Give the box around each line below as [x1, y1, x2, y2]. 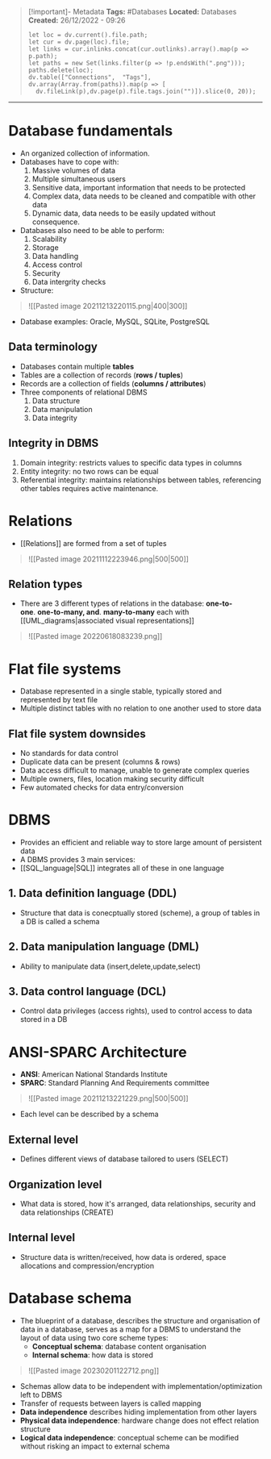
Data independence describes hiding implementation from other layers [19, 1407, 257, 1416]
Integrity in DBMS [8, 436, 99, 450]
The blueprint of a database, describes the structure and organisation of [19, 1315, 261, 1325]
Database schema [8, 1290, 132, 1307]
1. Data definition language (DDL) [8, 886, 177, 900]
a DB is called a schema [19, 916, 100, 926]
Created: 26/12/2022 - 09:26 [27, 15, 126, 25]
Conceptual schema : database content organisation [31, 1341, 207, 1351]
